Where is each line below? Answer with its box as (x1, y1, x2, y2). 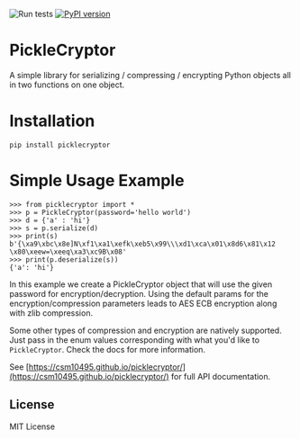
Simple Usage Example (9, 171, 185, 191)
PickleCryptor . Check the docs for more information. (9, 344, 205, 354)
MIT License (9, 421, 56, 432)
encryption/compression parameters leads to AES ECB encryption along (9, 298, 277, 309)
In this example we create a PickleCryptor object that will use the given (9, 279, 273, 290)
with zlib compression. (9, 307, 93, 318)
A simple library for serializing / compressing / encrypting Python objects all (9, 69, 291, 80)
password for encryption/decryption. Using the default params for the (9, 288, 268, 299)
